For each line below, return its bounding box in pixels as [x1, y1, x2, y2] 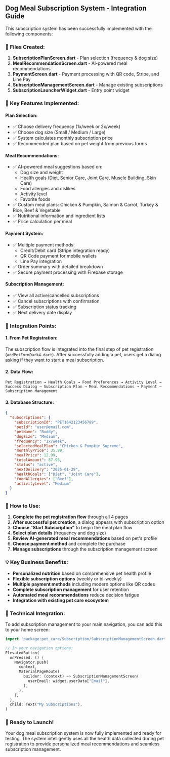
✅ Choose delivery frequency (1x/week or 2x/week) [12, 123, 120, 130]
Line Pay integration [20, 258, 62, 264]
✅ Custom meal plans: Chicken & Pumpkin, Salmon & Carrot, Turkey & [12, 202, 158, 208]
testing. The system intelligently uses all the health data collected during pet [5, 736, 164, 742]
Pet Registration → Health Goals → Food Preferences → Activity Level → [5, 380, 162, 385]
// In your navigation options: [5, 645, 73, 651]
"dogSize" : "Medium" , [14, 434, 60, 439]
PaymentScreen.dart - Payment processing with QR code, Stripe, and [12, 71, 159, 77]
